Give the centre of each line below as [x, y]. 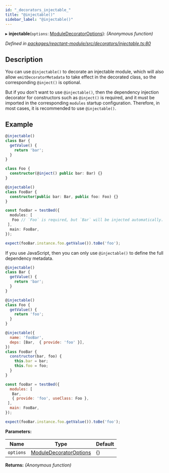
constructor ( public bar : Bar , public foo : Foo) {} [64, 196]
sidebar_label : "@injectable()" [39, 19]
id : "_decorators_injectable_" [38, 10]
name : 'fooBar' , [27, 337]
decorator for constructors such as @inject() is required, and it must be [80, 98]
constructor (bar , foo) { [36, 357]
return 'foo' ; [29, 314]
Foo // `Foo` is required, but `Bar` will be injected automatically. [88, 220]
